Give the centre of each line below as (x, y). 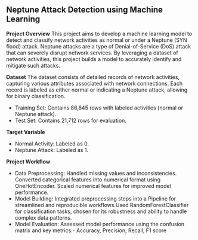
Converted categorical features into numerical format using (88, 180)
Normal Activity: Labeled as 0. (52, 144)
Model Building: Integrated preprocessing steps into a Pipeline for (95, 198)
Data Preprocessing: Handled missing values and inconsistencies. (96, 173)
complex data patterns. (43, 217)
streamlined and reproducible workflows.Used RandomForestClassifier (102, 205)
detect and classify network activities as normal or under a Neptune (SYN (97, 40)
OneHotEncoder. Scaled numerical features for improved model (93, 186)
